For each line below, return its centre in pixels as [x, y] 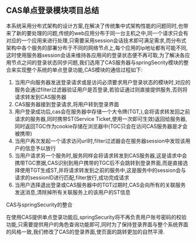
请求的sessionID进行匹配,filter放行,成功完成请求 [72, 177]
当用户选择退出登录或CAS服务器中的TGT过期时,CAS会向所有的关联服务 [100, 185]
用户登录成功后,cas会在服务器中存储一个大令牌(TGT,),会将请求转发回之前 [102, 111]
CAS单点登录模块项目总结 [53, 11]
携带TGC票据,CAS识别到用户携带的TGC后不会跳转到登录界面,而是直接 [99, 162]
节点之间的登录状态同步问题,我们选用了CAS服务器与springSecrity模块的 [97, 62]
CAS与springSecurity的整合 [39, 205]
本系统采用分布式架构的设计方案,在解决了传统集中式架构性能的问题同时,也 [95, 26]
